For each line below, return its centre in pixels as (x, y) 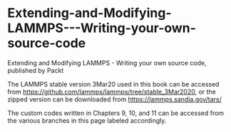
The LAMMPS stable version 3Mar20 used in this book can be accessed (113, 84)
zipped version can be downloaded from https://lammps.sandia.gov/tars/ (115, 99)
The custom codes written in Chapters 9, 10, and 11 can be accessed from (116, 113)
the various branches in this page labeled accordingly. (87, 120)
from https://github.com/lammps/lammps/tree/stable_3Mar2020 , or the (112, 92)
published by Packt (36, 70)
